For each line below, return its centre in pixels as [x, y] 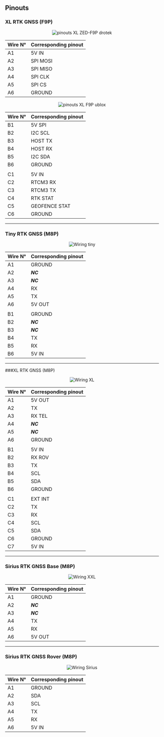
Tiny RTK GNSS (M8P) [32, 234]
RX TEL [39, 416]
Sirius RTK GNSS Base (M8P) [40, 566]
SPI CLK [40, 77]
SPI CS [39, 84]
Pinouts [17, 8]
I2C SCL [41, 133]
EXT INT [40, 499]
